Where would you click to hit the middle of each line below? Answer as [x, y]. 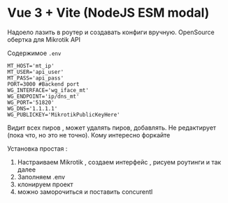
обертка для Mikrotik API [44, 39]
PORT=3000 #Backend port [43, 84]
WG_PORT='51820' [31, 103]
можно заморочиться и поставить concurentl [85, 191]
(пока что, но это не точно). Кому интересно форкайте [89, 135]
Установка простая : [37, 149]
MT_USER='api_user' [36, 72]
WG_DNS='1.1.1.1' [33, 108]
